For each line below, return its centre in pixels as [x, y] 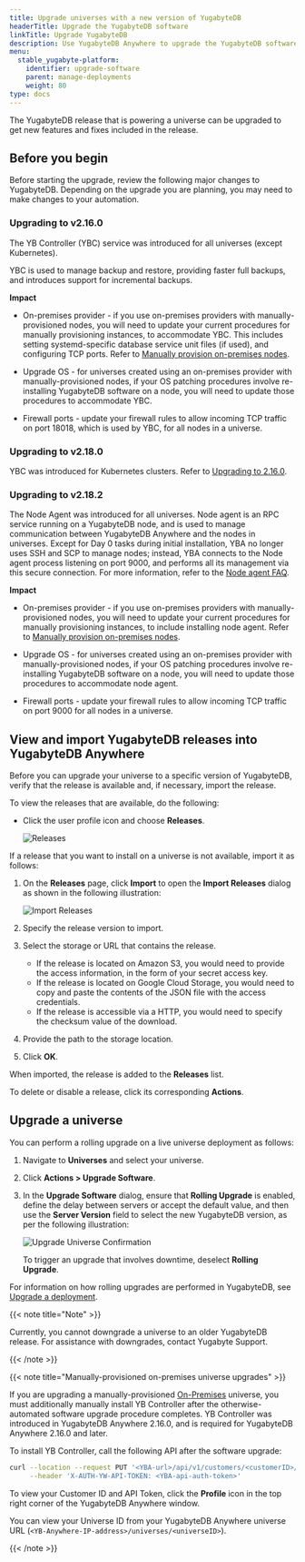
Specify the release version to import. [93, 928]
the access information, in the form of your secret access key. [152, 973]
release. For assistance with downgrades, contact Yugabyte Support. [138, 1341]
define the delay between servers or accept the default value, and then [155, 1205]
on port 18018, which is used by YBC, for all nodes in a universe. [143, 428]
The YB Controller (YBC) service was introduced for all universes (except [146, 243]
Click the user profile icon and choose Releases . [113, 821]
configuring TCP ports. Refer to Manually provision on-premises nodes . [156, 354]
